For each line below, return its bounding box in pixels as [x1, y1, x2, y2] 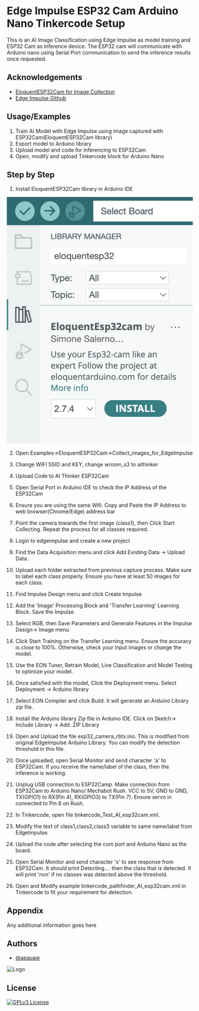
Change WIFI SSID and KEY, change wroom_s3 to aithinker [15, 460, 159, 468]
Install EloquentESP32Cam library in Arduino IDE [15, 185, 133, 193]
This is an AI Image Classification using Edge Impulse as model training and [6, 36, 191, 43]
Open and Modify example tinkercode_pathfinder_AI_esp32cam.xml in [15, 882, 187, 890]
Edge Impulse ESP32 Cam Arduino [6, 4, 179, 18]
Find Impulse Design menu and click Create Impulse [15, 590, 142, 597]
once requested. [6, 55, 47, 62]
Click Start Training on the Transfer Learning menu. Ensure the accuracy [15, 637, 192, 644]
